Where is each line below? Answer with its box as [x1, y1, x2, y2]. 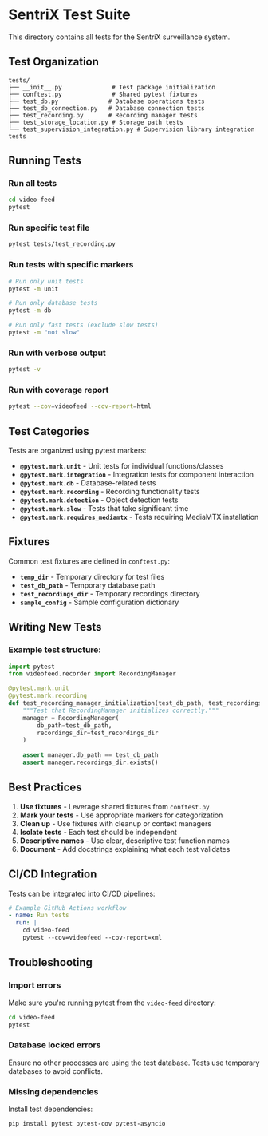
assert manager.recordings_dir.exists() [22, 758, 159, 767]
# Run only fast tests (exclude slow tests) [8, 321, 159, 329]
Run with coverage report [8, 385, 109, 395]
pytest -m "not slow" [8, 329, 81, 337]
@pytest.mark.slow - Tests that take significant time [19, 504, 189, 513]
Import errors [8, 980, 61, 991]
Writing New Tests [8, 620, 102, 634]
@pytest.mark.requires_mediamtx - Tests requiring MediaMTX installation [19, 513, 259, 522]
